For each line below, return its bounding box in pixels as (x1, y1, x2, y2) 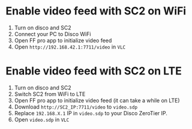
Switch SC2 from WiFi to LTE (14, 90, 86, 97)
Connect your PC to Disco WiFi (14, 30, 91, 37)
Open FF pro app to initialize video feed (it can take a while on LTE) (14, 97, 181, 104)
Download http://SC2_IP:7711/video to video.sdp (14, 103, 138, 110)
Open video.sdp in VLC (14, 116, 70, 123)
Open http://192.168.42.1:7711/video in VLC (14, 43, 126, 50)
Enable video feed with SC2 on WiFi (5, 4, 187, 18)
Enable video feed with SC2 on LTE (5, 64, 182, 78)
